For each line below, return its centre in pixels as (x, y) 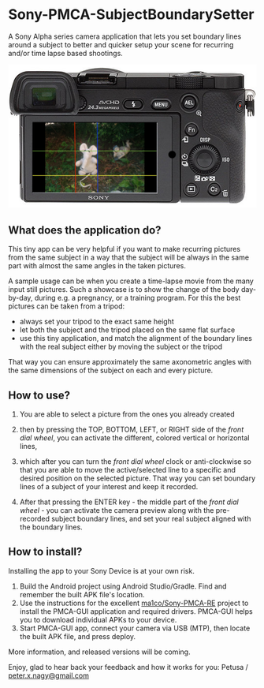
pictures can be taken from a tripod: (67, 306)
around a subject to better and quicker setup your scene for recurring (121, 44)
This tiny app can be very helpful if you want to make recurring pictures (125, 249)
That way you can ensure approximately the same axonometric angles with (130, 362)
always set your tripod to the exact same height (97, 322)
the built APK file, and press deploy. (78, 636)
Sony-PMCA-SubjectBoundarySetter (131, 15)
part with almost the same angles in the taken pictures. (97, 266)
